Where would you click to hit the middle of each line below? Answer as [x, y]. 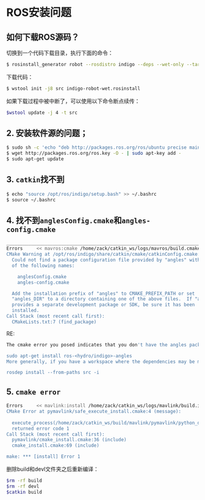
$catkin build [24, 492]
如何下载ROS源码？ [43, 37]
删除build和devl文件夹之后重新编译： [52, 469]
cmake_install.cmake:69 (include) [56, 446]
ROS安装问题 [39, 13]
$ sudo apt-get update [35, 159]
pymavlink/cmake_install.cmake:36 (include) [69, 440]
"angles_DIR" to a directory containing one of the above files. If [102, 299]
